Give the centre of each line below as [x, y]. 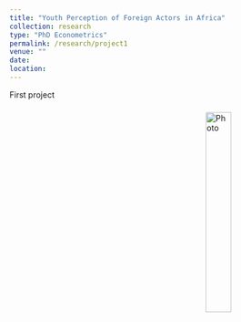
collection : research [50, 26]
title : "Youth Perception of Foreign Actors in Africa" [117, 18]
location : [28, 69]
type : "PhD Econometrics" [58, 35]
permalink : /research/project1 [69, 43]
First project [32, 94]
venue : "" [28, 52]
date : [20, 60]
